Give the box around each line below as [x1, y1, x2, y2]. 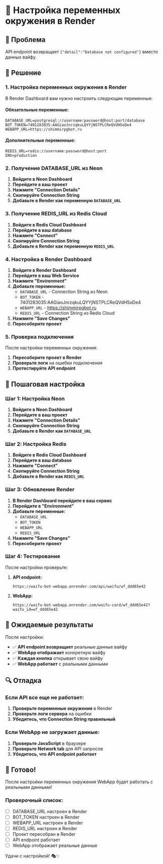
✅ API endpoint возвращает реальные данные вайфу [12, 644, 127, 650]
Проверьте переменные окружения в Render [12, 706, 112, 712]
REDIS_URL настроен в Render [12, 825, 77, 831]
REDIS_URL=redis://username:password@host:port [5, 149, 107, 154]
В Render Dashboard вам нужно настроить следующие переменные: [5, 95, 153, 101]
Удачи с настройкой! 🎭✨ [5, 853, 60, 859]
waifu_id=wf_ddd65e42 [12, 607, 58, 612]
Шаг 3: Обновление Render [5, 486, 74, 493]
